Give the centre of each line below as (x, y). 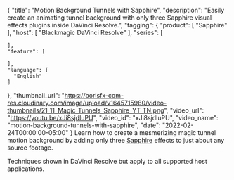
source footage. (31, 148)
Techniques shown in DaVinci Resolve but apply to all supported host (107, 161)
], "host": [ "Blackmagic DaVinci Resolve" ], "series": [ (85, 32)
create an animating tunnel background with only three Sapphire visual (110, 18)
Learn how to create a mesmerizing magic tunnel (145, 133)
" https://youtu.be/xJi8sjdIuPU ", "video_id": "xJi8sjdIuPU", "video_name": (113, 118)
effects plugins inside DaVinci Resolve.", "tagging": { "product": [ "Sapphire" (117, 25)
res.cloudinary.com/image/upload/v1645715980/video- (87, 103)
